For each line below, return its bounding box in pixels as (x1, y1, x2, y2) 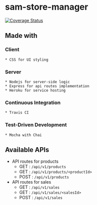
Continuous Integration (5, 99, 61, 106)
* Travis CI (5, 110, 29, 115)
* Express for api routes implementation (5, 84, 90, 88)
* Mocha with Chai (5, 133, 42, 137)
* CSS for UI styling (5, 57, 49, 62)
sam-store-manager (5, 1, 88, 13)
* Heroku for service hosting (5, 88, 66, 93)
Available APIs (5, 145, 49, 154)
